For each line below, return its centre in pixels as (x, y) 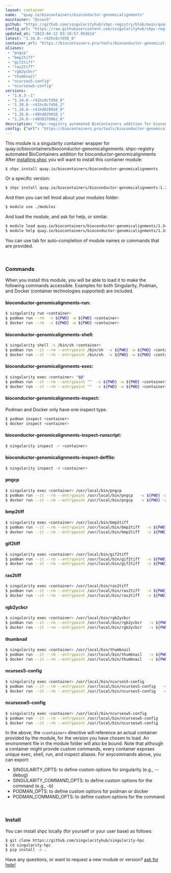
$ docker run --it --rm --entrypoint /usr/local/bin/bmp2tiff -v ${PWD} (86, 532)
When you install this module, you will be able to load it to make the (76, 280)
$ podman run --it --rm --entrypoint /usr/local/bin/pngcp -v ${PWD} (83, 495)
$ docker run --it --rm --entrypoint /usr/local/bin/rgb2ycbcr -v (79, 628)
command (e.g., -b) (33, 786)
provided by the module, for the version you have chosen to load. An (77, 738)
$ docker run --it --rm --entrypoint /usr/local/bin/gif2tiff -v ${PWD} (86, 564)
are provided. (19, 246)
